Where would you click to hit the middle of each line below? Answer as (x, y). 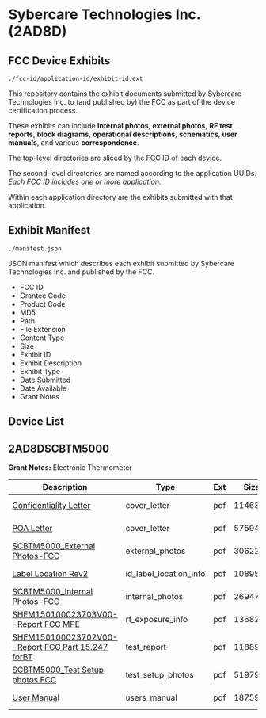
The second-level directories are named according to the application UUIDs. (133, 173)
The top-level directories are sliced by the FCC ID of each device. (115, 158)
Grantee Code (42, 296)
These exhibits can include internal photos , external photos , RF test (121, 126)
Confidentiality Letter (51, 506)
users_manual (152, 697)
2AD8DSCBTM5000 (59, 448)
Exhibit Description (50, 363)
